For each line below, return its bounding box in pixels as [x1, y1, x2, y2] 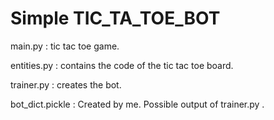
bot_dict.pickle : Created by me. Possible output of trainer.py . [10, 98, 265, 110]
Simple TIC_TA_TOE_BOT [10, 7, 221, 30]
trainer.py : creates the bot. [10, 78, 122, 91]
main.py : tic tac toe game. [10, 40, 120, 52]
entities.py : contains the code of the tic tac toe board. [10, 59, 234, 71]
